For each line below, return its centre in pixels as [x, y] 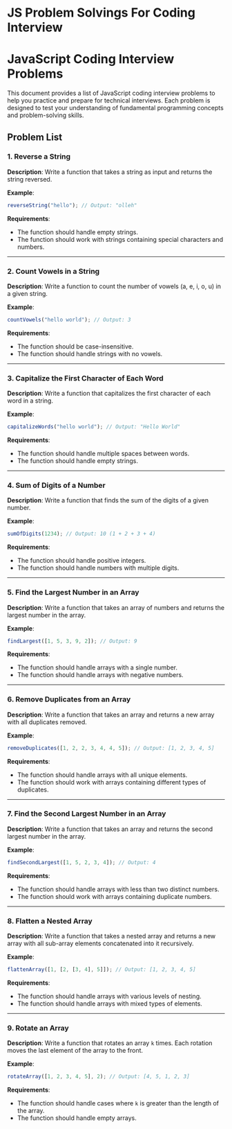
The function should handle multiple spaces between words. [103, 454]
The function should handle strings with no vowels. [90, 353]
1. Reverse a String [39, 157]
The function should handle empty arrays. [77, 1118]
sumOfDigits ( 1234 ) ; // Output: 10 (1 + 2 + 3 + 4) [81, 534]
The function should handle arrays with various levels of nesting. [109, 996]
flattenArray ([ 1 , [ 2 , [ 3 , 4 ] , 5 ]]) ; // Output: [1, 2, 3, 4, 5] [101, 970]
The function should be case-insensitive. [75, 346]
